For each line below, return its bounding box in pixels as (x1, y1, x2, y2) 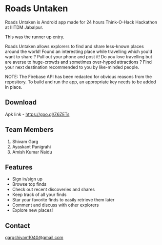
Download (5, 98, 37, 107)
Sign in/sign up (12, 176, 43, 182)
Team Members (5, 125, 54, 134)
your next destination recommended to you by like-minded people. (5, 64, 139, 70)
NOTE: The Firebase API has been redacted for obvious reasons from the (5, 73, 152, 79)
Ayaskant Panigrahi (12, 144, 51, 149)
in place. (5, 84, 22, 90)
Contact (5, 221, 30, 230)
